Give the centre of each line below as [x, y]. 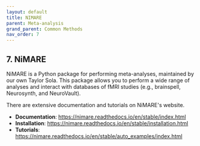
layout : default [27, 12]
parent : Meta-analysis [35, 23]
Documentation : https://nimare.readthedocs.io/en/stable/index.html [101, 117]
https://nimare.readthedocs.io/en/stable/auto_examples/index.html [98, 136]
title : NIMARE [24, 18]
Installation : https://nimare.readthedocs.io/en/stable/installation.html [102, 123]
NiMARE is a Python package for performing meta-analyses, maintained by [100, 74]
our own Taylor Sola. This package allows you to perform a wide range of [98, 80]
